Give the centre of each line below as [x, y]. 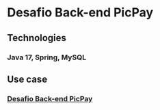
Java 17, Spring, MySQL [47, 57]
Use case [27, 79]
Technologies [37, 38]
